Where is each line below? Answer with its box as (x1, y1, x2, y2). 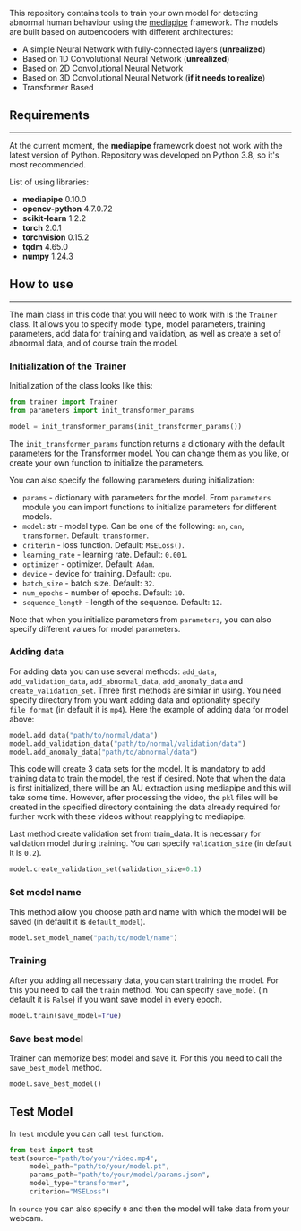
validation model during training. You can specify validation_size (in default (9, 838, 292, 849)
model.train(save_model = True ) (9, 1011, 123, 1020)
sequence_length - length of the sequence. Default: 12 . (21, 596, 223, 607)
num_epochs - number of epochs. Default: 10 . (21, 586, 185, 598)
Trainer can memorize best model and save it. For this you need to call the (9, 1052, 283, 1064)
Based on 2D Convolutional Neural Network (21, 63, 184, 73)
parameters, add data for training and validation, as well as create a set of (9, 328, 281, 338)
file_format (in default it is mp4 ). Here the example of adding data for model (9, 704, 288, 714)
